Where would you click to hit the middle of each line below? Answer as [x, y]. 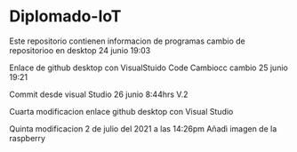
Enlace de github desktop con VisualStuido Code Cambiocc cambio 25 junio [149, 68]
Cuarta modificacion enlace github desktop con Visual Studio [121, 111]
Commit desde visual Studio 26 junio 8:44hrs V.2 [99, 94]
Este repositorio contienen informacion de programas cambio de [128, 41]
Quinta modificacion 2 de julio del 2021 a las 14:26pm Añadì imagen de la [143, 128]
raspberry [28, 138]
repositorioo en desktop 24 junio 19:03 [80, 50]
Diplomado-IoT [65, 16]
